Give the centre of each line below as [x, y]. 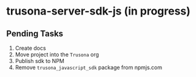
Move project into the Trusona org [57, 55]
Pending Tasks [35, 34]
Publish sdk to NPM [40, 61]
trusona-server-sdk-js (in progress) [99, 11]
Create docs [31, 48]
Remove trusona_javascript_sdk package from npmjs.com [89, 67]
